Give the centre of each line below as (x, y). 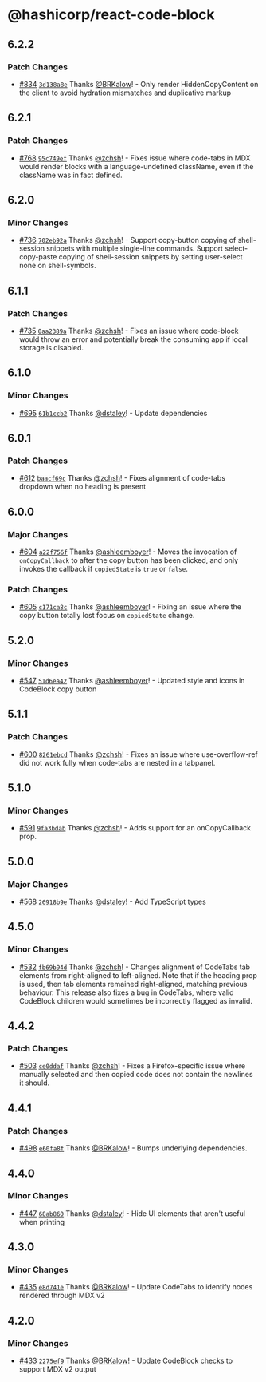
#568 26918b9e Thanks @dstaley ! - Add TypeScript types (112, 902)
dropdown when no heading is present (82, 487)
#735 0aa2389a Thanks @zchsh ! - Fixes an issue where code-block (129, 331)
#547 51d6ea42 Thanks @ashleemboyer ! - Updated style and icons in (132, 680)
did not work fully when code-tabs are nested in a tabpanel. (117, 762)
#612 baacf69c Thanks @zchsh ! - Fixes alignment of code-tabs (122, 478)
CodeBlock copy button (58, 689)
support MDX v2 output (57, 1369)
